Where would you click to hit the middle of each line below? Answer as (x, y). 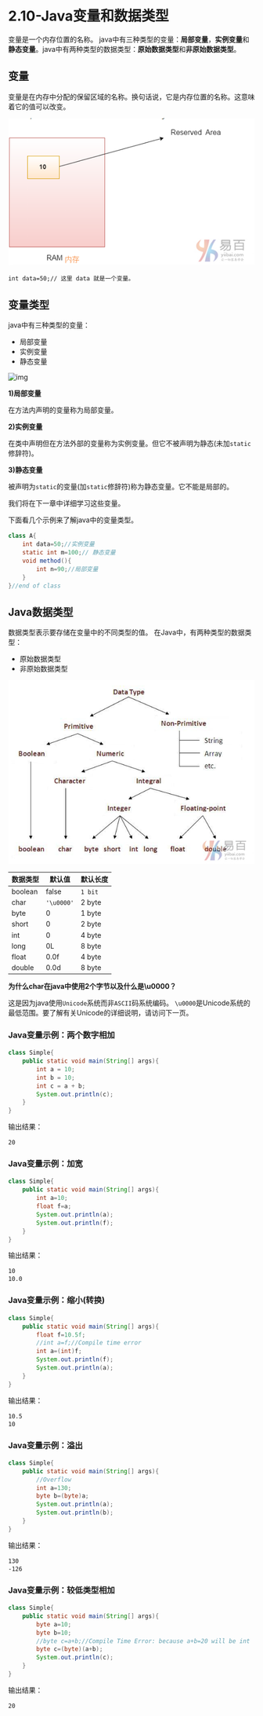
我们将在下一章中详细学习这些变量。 (67, 503)
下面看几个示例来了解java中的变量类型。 (73, 520)
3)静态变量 (25, 470)
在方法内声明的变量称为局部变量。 (63, 410)
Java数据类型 (41, 612)
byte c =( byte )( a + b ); (70, 1649)
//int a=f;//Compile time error (89, 1343)
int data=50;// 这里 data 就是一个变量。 (71, 279)
